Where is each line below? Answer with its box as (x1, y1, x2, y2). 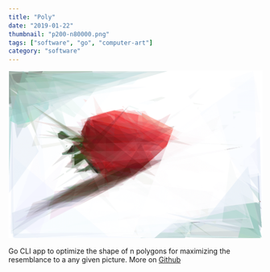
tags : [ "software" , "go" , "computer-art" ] (8, 39, 153, 47)
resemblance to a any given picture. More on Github (8, 255, 181, 265)
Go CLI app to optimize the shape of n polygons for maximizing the (8, 246, 231, 256)
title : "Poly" (8, 13, 56, 21)
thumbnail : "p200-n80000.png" (8, 30, 110, 38)
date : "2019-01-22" (8, 21, 74, 30)
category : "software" (8, 47, 81, 56)
